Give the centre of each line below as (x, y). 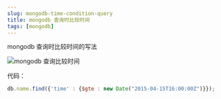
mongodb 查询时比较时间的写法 (52, 47)
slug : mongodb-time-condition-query (60, 13)
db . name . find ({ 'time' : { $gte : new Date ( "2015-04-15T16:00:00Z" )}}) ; (111, 89)
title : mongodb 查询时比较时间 (48, 20)
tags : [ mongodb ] (30, 26)
